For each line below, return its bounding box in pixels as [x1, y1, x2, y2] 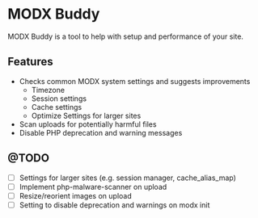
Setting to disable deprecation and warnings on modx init [19, 199, 210, 210]
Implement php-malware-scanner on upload [19, 182, 167, 191]
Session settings [31, 94, 87, 103]
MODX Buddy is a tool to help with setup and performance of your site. [7, 31, 244, 41]
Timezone [31, 85, 66, 94]
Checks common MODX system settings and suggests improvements [19, 76, 251, 86]
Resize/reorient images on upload [19, 191, 133, 200]
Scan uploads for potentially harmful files [19, 119, 157, 129]
